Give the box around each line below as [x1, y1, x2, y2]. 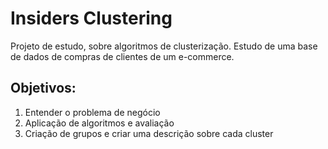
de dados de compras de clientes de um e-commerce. [10, 50, 235, 62]
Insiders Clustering [10, 7, 173, 30]
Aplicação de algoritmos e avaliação [24, 117, 175, 129]
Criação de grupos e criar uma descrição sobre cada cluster [24, 127, 274, 139]
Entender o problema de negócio [24, 106, 161, 118]
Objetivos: [10, 80, 77, 97]
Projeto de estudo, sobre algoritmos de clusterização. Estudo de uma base [10, 40, 318, 52]
